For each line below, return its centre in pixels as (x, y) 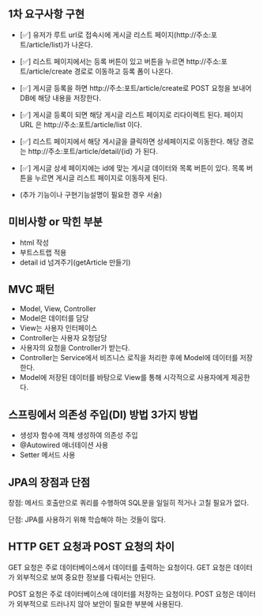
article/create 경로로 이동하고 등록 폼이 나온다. (101, 71)
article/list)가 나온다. (61, 44)
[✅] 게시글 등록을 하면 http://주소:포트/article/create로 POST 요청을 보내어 (135, 88)
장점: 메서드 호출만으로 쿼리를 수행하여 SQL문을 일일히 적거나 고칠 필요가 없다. (129, 503)
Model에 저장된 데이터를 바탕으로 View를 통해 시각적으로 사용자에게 (124, 377)
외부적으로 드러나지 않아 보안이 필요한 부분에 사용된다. (100, 603)
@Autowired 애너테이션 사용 (64, 445)
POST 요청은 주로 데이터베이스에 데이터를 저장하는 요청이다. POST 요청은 (122, 594)
